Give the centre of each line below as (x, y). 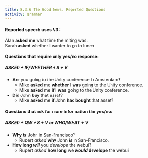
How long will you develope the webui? (52, 145)
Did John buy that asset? (37, 95)
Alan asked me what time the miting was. (46, 40)
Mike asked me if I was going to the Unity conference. (74, 90)
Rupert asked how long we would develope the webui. (74, 150)
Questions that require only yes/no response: (52, 57)
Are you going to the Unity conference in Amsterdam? (66, 80)
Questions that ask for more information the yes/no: (59, 111)
